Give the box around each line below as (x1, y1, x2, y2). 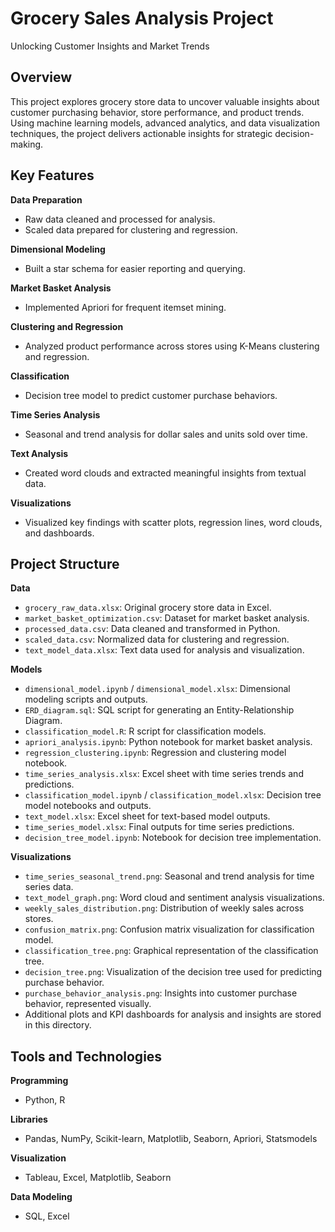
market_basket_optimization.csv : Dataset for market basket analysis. (24, 612, 310, 624)
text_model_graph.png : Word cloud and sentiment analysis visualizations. (24, 892, 325, 904)
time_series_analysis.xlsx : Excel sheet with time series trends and (24, 768, 304, 780)
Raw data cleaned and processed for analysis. (24, 213, 216, 225)
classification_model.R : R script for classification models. (24, 725, 267, 737)
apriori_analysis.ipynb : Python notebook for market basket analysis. (24, 736, 313, 748)
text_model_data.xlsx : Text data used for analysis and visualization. (24, 644, 305, 656)
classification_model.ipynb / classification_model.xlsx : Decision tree (24, 789, 322, 801)
